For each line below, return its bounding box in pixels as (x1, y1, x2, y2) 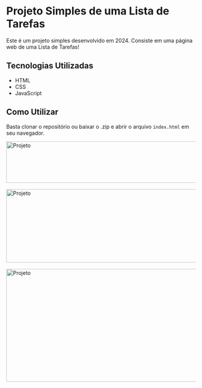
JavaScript (14, 89, 42, 97)
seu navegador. (6, 129, 45, 137)
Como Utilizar (6, 107, 59, 117)
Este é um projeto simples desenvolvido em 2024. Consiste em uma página (6, 37, 193, 44)
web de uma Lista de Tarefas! (6, 43, 80, 51)
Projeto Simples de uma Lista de (6, 4, 170, 18)
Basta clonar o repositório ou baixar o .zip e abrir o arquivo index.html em (6, 123, 189, 130)
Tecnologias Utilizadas (6, 61, 94, 71)
